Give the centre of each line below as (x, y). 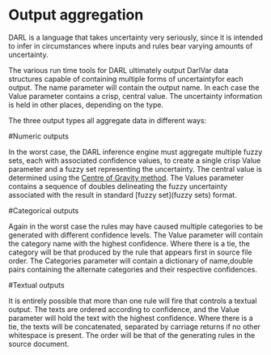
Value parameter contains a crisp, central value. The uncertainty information (135, 96)
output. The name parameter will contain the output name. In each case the (134, 88)
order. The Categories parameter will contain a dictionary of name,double (131, 260)
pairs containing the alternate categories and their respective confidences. (133, 269)
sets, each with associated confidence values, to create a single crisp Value (135, 160)
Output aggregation (76, 15)
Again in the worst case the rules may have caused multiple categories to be (136, 226)
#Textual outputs (36, 284)
